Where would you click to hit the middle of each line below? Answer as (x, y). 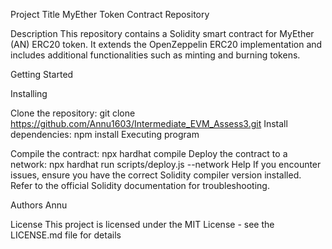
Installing (29, 93)
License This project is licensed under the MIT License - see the (142, 224)
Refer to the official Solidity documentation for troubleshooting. (140, 185)
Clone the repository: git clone (73, 113)
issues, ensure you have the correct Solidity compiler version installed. (156, 175)
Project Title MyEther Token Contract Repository (110, 14)
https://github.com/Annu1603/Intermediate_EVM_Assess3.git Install (149, 123)
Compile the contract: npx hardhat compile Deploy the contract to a (149, 153)
